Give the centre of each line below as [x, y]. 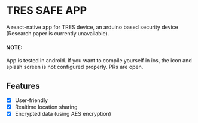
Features [23, 85]
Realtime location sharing [46, 107]
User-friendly [31, 100]
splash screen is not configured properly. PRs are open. [75, 67]
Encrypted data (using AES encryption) [63, 114]
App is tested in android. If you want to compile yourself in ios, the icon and [99, 61]
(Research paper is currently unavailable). [58, 33]
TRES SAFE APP [47, 10]
